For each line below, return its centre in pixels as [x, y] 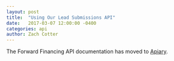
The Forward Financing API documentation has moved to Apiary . [87, 51]
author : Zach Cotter [33, 34]
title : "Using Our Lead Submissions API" [61, 18]
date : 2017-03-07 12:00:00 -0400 [51, 23]
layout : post [23, 12]
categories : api [27, 29]
